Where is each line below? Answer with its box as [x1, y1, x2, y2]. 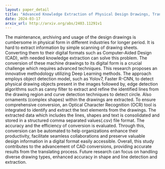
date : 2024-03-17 [5, 16, 41, 21]
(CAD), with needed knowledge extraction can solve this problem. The [5, 55, 147, 61]
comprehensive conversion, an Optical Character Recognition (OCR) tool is [5, 102, 157, 108]
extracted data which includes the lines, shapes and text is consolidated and [5, 112, 160, 118]
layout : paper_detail [5, 7, 50, 12]
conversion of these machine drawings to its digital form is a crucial [5, 60, 142, 66]
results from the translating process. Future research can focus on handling [5, 149, 158, 155]
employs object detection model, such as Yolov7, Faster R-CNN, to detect [5, 76, 154, 82]
